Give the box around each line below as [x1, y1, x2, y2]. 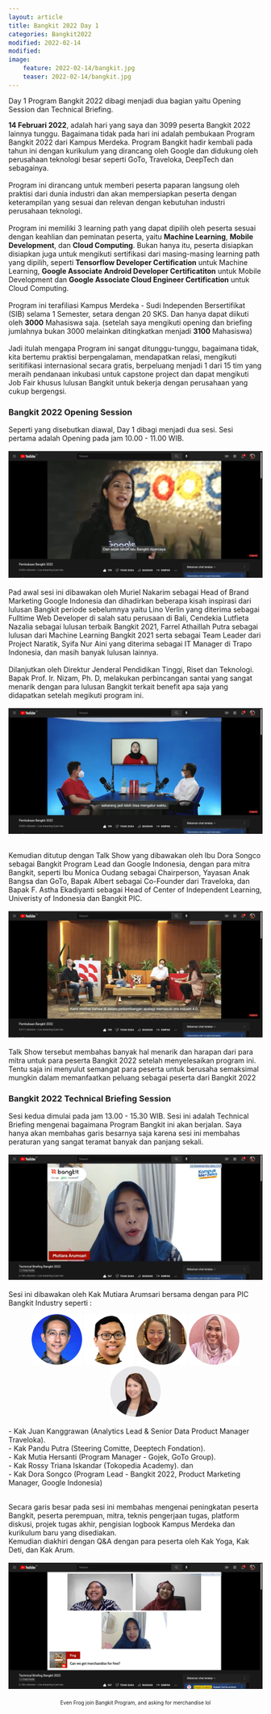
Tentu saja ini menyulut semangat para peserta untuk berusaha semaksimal [8, 1063, 260, 1074]
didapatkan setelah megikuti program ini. [8, 690, 144, 700]
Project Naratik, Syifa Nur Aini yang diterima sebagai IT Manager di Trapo [8, 638, 252, 648]
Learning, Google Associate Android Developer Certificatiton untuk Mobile [8, 266, 261, 276]
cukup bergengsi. [8, 386, 67, 396]
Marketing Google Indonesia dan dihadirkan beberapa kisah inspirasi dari [8, 596, 252, 605]
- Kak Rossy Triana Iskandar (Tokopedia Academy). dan [8, 1461, 194, 1471]
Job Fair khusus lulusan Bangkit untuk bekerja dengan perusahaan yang [8, 377, 248, 387]
